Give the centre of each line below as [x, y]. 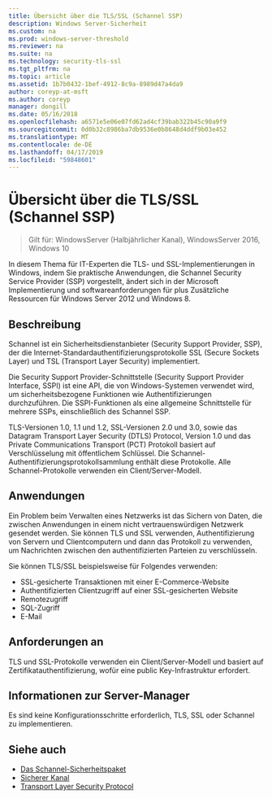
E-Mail [31, 616]
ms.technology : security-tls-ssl [65, 62]
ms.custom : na [32, 31]
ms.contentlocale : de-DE [50, 144]
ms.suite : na [30, 54]
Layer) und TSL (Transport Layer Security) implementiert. [104, 361]
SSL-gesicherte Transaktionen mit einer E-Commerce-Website [125, 582]
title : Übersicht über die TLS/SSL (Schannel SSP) [96, 16]
